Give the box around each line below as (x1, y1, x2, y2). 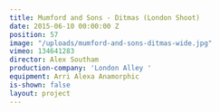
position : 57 (9, 30, 59, 39)
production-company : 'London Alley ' (9, 64, 152, 73)
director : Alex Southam (9, 55, 100, 64)
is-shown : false (9, 80, 71, 89)
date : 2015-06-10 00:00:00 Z (9, 22, 120, 31)
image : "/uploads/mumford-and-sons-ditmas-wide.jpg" (9, 38, 213, 48)
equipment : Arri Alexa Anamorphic (9, 72, 140, 81)
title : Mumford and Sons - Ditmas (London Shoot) (9, 13, 201, 23)
